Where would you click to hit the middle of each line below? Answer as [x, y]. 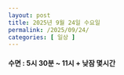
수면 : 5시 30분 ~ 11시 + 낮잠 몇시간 [62, 62]
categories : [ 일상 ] [42, 37]
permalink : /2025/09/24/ [49, 30]
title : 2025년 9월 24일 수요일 [54, 23]
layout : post [29, 15]
